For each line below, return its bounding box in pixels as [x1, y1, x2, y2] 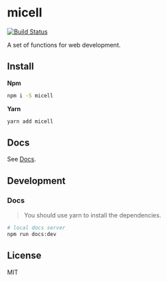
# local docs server [7, 224, 66, 231]
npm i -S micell [7, 92, 53, 99]
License [7, 250, 42, 261]
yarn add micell [7, 118, 53, 125]
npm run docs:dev [7, 231, 57, 237]
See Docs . [7, 155, 36, 163]
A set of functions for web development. [7, 40, 121, 49]
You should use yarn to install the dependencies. [23, 211, 162, 219]
